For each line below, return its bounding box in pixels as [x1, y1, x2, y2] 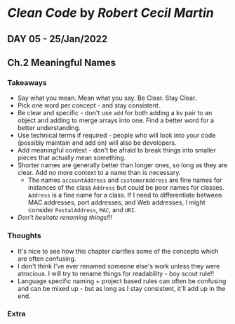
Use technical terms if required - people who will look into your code [17, 131, 216, 140]
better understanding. [17, 124, 81, 132]
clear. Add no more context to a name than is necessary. [17, 169, 181, 177]
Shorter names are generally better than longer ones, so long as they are [17, 161, 228, 169]
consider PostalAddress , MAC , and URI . [27, 206, 137, 214]
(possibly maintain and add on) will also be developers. [17, 138, 177, 147]
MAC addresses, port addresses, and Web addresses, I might [27, 198, 206, 207]
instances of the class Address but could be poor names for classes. [27, 183, 224, 192]
